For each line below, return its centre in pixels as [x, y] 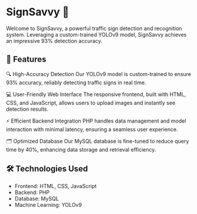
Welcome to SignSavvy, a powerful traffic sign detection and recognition [94, 28]
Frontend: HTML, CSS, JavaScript [56, 186]
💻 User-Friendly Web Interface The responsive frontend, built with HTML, [96, 94]
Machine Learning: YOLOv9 [48, 205]
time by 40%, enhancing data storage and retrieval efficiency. [81, 149]
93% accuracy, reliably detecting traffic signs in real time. [76, 83]
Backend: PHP [32, 192]
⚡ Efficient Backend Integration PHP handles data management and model [96, 121]
